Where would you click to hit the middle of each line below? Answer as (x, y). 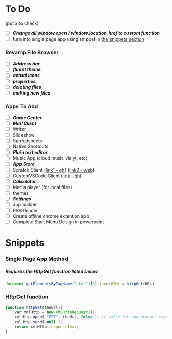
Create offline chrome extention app (51, 216)
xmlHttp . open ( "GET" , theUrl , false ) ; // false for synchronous (86, 317)
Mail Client (25, 123)
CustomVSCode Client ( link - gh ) (47, 176)
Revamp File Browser (32, 52)
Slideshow (24, 135)
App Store (24, 164)
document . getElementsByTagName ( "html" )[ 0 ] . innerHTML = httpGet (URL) (80, 284)
